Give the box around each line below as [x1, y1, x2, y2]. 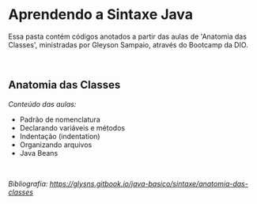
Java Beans [19, 148, 59, 157]
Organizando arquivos [19, 140, 93, 149]
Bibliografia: [8, 179, 48, 188]
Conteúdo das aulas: [8, 99, 77, 108]
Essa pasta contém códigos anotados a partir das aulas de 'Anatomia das [8, 32, 248, 41]
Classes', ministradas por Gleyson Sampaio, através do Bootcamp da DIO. [8, 40, 249, 49]
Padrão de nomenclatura [19, 115, 100, 124]
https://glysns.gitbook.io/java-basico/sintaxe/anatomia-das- [49, 179, 249, 188]
